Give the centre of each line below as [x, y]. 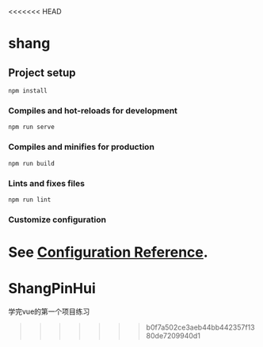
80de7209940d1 [173, 335]
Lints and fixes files [47, 183]
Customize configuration [57, 219]
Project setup [42, 72]
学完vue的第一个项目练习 [49, 311]
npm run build [32, 163]
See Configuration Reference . [108, 252]
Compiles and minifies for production [81, 147]
